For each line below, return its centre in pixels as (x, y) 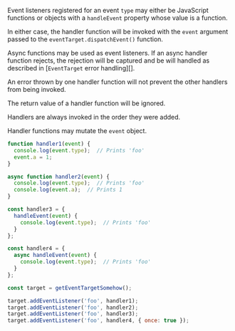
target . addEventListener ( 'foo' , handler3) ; (73, 314)
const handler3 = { (36, 209)
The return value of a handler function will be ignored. (87, 103)
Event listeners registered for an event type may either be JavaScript (108, 10)
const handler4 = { (36, 248)
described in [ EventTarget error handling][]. (71, 68)
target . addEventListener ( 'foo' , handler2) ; (73, 308)
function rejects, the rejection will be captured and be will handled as (109, 61)
